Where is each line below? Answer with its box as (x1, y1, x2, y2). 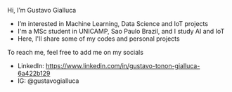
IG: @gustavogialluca (17, 77, 79, 85)
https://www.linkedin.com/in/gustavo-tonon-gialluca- (45, 62, 200, 70)
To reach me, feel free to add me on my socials (7, 48, 144, 56)
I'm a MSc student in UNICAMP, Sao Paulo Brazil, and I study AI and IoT (17, 27, 225, 35)
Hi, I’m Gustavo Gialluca (7, 6, 77, 14)
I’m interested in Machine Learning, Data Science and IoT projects (17, 20, 209, 27)
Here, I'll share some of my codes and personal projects (17, 34, 181, 43)
